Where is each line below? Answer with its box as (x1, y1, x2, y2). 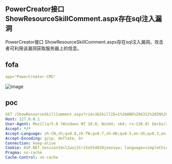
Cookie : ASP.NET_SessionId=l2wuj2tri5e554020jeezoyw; (5, 145, 123, 151)
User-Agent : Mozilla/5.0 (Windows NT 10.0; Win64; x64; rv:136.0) (5, 121, 150, 127)
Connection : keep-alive (5, 140, 56, 145)
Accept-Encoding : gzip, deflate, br (5, 136, 83, 141)
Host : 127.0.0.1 (5, 117, 40, 122)
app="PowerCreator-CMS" (5, 74, 56, 79)
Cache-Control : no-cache (5, 155, 58, 160)
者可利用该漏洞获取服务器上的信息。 (5, 45, 82, 51)
